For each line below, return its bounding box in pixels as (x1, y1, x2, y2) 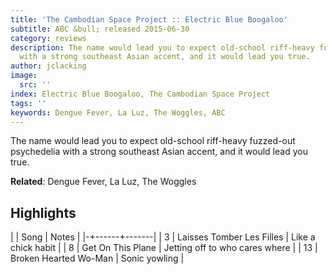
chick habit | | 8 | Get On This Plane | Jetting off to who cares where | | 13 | (10, 242, 318, 254)
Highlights (10, 204, 77, 221)
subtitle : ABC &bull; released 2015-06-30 (10, 24, 190, 34)
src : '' (19, 80, 52, 90)
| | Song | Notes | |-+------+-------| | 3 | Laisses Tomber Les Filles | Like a (10, 231, 316, 243)
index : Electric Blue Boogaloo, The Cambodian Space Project (10, 89, 271, 99)
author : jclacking (10, 61, 87, 71)
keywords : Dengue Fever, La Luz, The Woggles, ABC (10, 107, 226, 118)
